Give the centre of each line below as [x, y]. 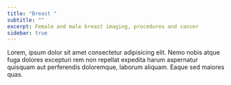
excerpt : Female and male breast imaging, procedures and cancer [103, 26]
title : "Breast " [32, 13]
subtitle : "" [26, 20]
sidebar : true [28, 33]
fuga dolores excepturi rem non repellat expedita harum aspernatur [103, 60]
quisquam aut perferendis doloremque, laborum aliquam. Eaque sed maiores [116, 67]
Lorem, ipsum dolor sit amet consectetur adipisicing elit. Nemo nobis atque [114, 53]
